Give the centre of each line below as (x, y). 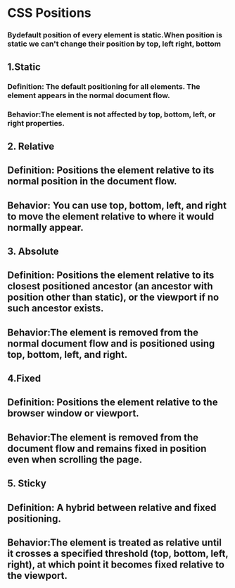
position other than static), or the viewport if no (113, 298)
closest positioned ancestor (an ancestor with (110, 286)
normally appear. (46, 227)
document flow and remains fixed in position (107, 449)
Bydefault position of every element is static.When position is (115, 35)
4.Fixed (24, 379)
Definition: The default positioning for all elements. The (104, 87)
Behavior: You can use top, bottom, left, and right (117, 205)
